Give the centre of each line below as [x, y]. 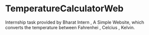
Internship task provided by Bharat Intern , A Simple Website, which [74, 22]
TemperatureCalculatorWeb [64, 9]
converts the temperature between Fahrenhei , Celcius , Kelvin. [70, 27]
